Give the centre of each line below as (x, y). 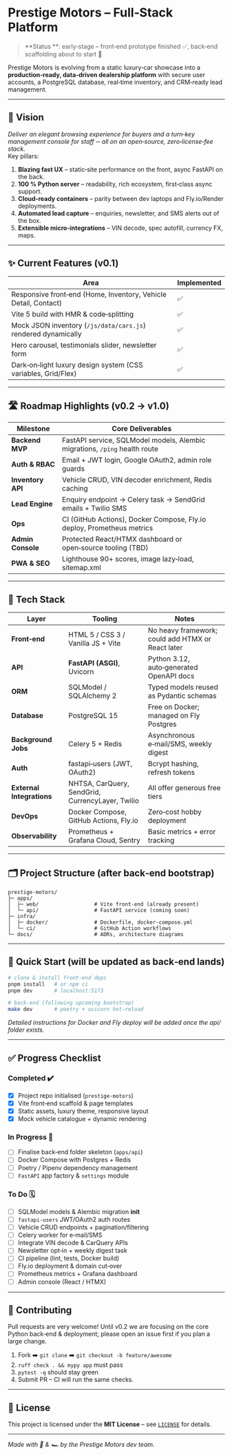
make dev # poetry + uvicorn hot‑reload (76, 1010)
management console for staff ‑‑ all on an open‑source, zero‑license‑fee (110, 141)
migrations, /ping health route (110, 449)
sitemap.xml (82, 568)
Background (32, 740)
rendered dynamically (46, 334)
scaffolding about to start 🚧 (63, 54)
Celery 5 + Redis (95, 744)
